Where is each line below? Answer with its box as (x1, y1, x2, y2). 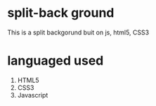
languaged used (7, 53, 104, 69)
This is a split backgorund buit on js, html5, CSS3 (7, 28, 150, 37)
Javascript (17, 91, 48, 99)
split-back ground (7, 5, 115, 21)
